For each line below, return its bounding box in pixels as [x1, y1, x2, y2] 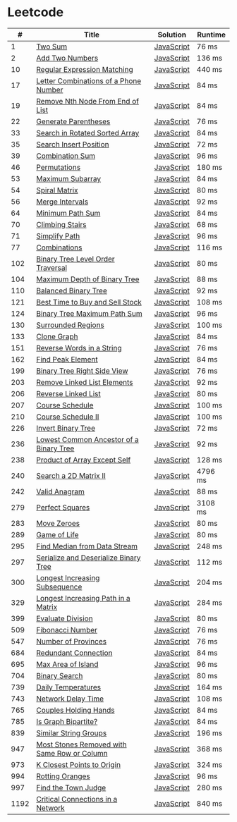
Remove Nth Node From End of [36, 96, 140, 106]
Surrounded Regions [36, 320, 104, 330]
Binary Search [36, 670, 83, 680]
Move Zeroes [36, 518, 80, 528]
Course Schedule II [36, 412, 99, 422]
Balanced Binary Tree [36, 286, 108, 295]
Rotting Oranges [36, 771, 90, 781]
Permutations [36, 162, 81, 172]
